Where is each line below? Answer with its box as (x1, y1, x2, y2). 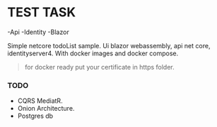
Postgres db (17, 111, 54, 121)
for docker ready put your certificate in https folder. (24, 62, 175, 71)
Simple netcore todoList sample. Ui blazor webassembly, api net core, (7, 41, 211, 50)
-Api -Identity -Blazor (7, 28, 69, 36)
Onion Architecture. (17, 104, 75, 113)
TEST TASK (7, 4, 76, 21)
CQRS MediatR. (17, 96, 63, 105)
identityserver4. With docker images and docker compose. (7, 49, 179, 57)
